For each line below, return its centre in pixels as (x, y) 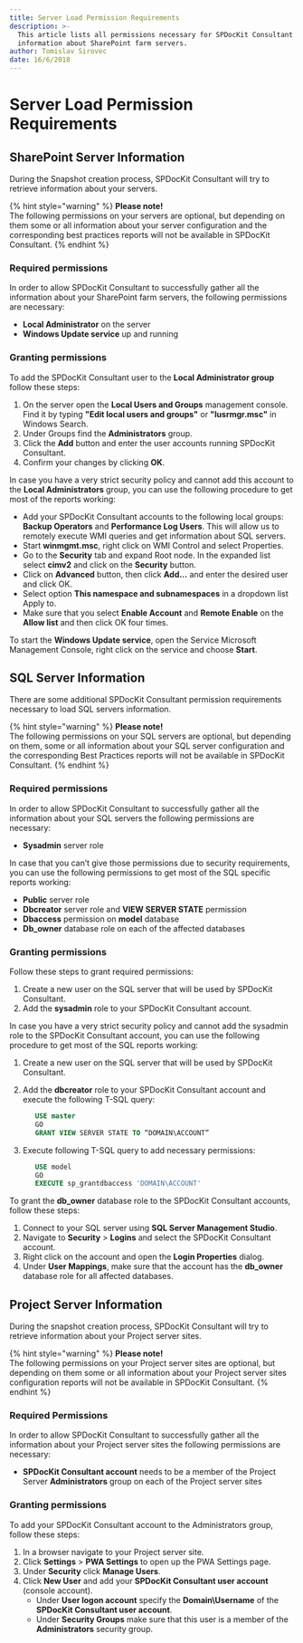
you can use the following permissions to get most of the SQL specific (140, 872)
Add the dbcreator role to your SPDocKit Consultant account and (144, 1090)
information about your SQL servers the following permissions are (132, 818)
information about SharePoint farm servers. (103, 43)
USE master (55, 1116)
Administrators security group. (95, 1629)
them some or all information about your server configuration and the (138, 225)
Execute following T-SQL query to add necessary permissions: (139, 1150)
